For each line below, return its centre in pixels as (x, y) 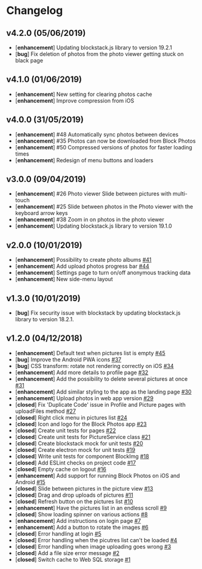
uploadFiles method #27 (45, 411)
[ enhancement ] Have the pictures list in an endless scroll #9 (91, 508)
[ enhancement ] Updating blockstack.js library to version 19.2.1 (93, 47)
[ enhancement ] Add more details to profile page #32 (82, 372)
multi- (180, 194)
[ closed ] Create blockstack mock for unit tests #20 (79, 443)
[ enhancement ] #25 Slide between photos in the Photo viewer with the (104, 206)
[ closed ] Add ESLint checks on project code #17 (76, 463)
